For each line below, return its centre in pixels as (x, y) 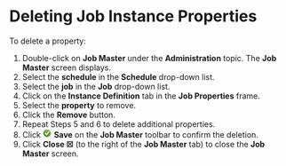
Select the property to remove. (79, 105)
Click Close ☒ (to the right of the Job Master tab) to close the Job (143, 144)
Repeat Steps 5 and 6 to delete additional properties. (119, 124)
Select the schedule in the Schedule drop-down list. (118, 76)
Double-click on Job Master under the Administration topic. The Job (149, 58)
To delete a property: (48, 41)
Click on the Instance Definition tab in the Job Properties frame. (141, 96)
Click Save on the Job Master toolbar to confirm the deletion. (140, 134)
